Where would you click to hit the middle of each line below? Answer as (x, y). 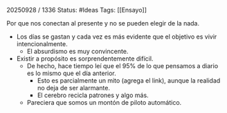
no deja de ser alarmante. (73, 88)
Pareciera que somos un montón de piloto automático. (104, 102)
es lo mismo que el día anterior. (72, 73)
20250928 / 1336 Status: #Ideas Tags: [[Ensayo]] (76, 10)
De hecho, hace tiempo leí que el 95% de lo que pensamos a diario (122, 66)
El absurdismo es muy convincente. (78, 51)
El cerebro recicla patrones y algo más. (93, 95)
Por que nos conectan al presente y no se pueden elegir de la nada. (103, 23)
